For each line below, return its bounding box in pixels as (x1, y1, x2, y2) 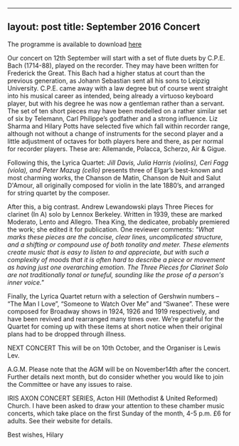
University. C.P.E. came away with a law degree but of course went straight (7, 83, 228, 93)
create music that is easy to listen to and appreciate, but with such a (7, 247, 209, 256)
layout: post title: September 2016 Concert (7, 21, 201, 33)
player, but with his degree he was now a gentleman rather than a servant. (7, 99, 225, 108)
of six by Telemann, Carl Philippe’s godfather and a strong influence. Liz (7, 114, 218, 123)
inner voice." (7, 278, 45, 286)
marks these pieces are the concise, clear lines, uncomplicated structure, (7, 232, 223, 241)
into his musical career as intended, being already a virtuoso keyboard (7, 91, 213, 100)
